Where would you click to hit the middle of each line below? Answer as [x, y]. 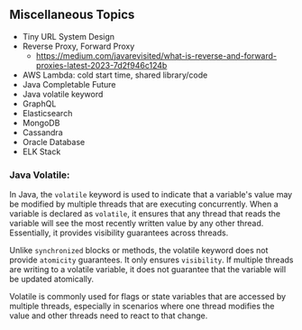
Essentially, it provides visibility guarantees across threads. [119, 233]
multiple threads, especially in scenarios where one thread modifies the [142, 307]
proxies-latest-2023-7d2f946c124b [101, 65]
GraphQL [39, 104]
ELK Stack [41, 151]
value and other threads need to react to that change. [109, 316]
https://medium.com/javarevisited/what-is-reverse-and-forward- [156, 55]
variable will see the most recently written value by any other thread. [137, 224]
